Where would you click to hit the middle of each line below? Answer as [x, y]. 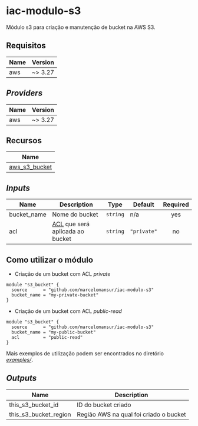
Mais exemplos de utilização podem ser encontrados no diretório [85, 354]
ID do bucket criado [104, 405]
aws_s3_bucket [30, 167]
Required [176, 204]
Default [143, 204]
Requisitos [26, 46]
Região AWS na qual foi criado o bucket [131, 414]
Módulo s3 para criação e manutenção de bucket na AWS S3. [81, 27]
